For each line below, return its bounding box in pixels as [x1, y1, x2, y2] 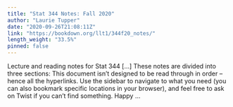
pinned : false [7, 43, 49, 50]
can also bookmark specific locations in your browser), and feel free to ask [7, 85, 225, 92]
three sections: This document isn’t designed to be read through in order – [7, 69, 223, 78]
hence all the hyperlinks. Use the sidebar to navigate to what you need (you [7, 77, 227, 85]
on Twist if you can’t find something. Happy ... [7, 92, 141, 100]
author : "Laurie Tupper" [7, 17, 80, 24]
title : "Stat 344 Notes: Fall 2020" [7, 10, 115, 17]
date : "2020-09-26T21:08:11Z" [7, 23, 96, 30]
